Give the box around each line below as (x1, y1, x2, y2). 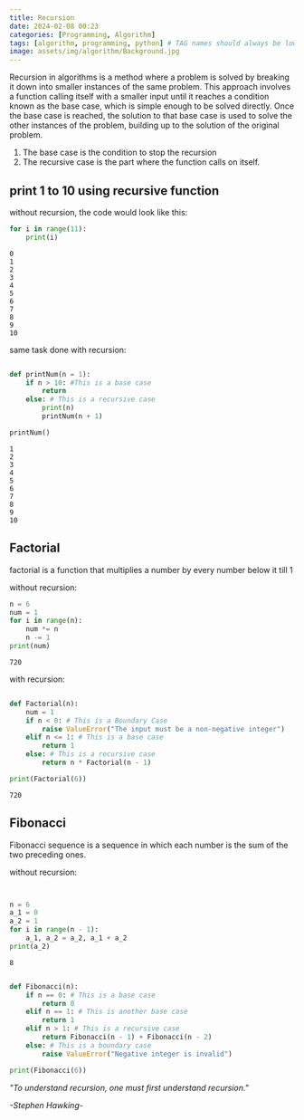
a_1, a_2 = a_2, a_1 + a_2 (25, 933, 128, 943)
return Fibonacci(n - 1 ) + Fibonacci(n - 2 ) (42, 1033, 213, 1042)
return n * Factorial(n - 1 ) (42, 758, 152, 767)
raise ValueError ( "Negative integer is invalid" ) (42, 1049, 233, 1058)
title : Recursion (9, 13, 75, 23)
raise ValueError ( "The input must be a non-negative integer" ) (42, 724, 285, 733)
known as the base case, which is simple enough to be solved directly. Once (9, 101, 295, 111)
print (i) (25, 233, 59, 242)
